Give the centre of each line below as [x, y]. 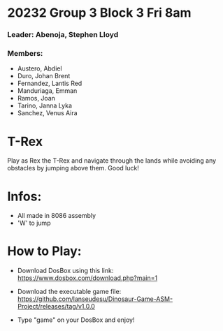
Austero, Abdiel [39, 68]
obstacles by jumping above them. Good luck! [73, 168]
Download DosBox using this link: [65, 271]
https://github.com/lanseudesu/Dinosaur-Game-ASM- [95, 299]
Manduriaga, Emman [47, 91]
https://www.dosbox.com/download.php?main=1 [87, 278]
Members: [25, 54]
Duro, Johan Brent [44, 76]
